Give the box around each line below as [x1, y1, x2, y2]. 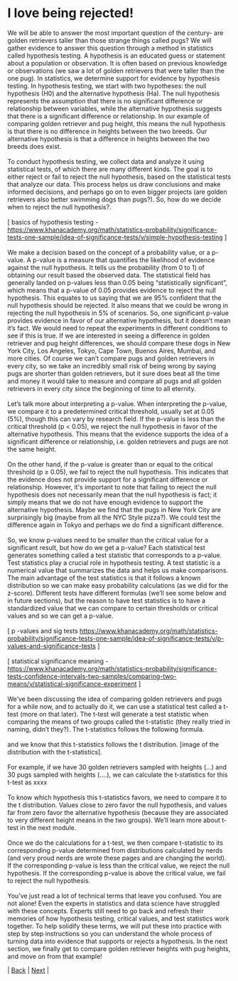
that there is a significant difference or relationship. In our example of [7, 112, 210, 120]
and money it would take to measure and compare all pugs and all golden [7, 376, 222, 385]
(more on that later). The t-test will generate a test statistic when [20, 710, 209, 718]
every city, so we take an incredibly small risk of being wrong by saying [7, 361, 217, 370]
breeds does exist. [7, 142, 62, 150]
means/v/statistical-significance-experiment [7, 679, 137, 688]
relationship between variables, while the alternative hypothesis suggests [7, 104, 222, 113]
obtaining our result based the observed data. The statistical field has [7, 271, 211, 279]
